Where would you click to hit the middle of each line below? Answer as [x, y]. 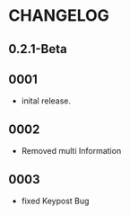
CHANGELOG [59, 16]
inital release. [46, 101]
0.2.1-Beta [38, 49]
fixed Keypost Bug [55, 201]
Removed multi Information [71, 151]
